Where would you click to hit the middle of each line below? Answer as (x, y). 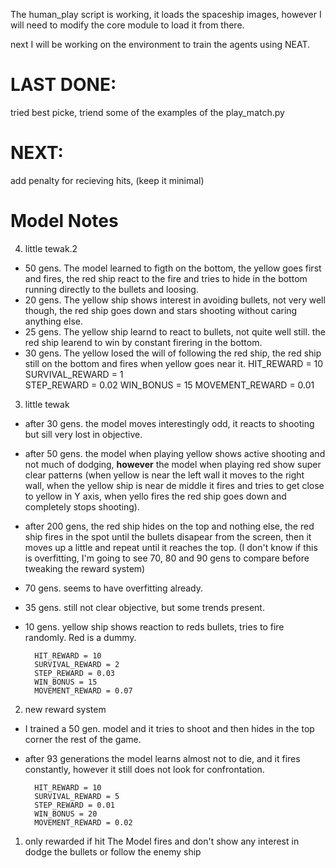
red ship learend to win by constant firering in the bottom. (143, 342)
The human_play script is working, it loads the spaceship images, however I (166, 14)
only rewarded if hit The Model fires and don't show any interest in (162, 841)
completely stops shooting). (82, 506)
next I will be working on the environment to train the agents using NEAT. (160, 44)
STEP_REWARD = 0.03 (74, 673)
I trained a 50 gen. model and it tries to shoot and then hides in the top (169, 728)
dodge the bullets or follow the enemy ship (113, 851)
